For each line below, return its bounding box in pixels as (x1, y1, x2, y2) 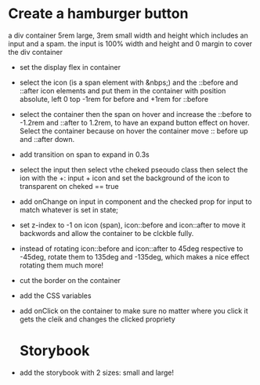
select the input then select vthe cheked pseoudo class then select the (19, 165, 248, 174)
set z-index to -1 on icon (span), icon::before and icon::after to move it (19, 220, 246, 230)
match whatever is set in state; (19, 205, 119, 214)
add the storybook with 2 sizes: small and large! (19, 368, 175, 377)
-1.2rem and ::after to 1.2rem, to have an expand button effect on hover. (19, 118, 250, 127)
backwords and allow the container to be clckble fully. (19, 228, 194, 238)
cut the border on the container (19, 275, 121, 285)
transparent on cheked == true (19, 181, 119, 191)
